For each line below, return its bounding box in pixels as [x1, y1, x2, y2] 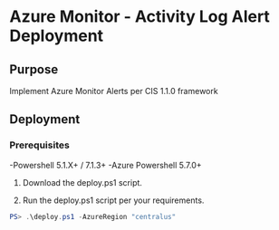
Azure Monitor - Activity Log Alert [9, 6, 270, 27]
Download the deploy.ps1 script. [22, 177, 143, 187]
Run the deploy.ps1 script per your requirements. [22, 195, 205, 206]
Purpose [9, 62, 59, 77]
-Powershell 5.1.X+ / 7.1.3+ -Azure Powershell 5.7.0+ [9, 159, 202, 170]
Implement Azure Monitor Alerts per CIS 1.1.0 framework [9, 86, 219, 96]
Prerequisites [9, 139, 70, 151]
